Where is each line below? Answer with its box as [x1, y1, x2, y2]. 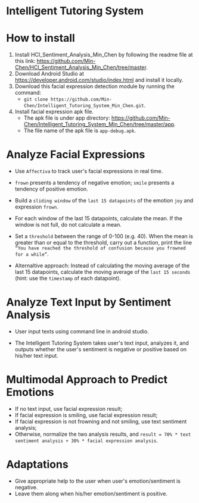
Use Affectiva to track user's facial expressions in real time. [14, 168, 163, 175]
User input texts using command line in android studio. [14, 328, 149, 335]
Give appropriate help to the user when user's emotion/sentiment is [14, 477, 181, 485]
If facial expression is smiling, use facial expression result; [14, 411, 158, 418]
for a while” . [14, 251, 49, 258]
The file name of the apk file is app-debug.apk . [23, 127, 136, 135]
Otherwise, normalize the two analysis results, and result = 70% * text [14, 430, 191, 438]
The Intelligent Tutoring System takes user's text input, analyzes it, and [14, 339, 189, 346]
